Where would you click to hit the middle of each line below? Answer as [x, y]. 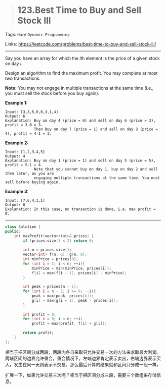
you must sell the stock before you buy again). [52, 93]
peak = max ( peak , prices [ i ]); [62, 296]
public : [13, 231]
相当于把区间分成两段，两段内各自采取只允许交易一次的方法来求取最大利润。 [83, 352]
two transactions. [23, 78]
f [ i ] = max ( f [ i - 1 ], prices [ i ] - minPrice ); [79, 273]
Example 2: [17, 143]
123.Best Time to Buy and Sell [79, 10]
